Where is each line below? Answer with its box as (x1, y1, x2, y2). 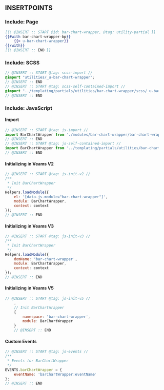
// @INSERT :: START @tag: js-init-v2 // (5, 172, 91, 177)
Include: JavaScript (5, 104, 53, 111)
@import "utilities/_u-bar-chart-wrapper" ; (5, 75, 95, 80)
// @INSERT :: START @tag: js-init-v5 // (5, 296, 91, 301)
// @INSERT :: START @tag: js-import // (5, 127, 89, 132)
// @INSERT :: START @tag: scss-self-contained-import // (5, 84, 125, 89)
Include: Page (5, 19, 39, 25)
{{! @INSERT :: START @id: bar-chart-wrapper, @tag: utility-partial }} (5, 29, 156, 35)
